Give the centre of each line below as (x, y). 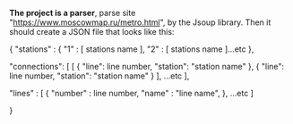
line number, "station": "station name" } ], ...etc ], (99, 76)
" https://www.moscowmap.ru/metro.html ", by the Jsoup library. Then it (140, 22)
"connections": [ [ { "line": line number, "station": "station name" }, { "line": (147, 66)
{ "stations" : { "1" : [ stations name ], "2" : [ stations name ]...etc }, (132, 49)
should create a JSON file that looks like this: (92, 32)
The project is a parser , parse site (73, 13)
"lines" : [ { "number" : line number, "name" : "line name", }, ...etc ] (131, 93)
